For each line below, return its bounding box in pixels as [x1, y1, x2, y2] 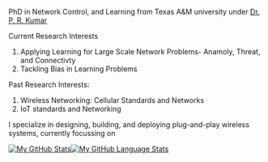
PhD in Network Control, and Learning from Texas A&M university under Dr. [8, 7, 261, 16]
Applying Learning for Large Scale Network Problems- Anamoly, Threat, [19, 47, 261, 56]
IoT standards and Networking [19, 104, 121, 113]
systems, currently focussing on [8, 129, 116, 138]
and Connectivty [19, 56, 76, 65]
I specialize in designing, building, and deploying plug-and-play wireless [8, 120, 249, 129]
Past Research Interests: [8, 80, 90, 89]
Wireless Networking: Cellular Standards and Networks [19, 96, 205, 104]
